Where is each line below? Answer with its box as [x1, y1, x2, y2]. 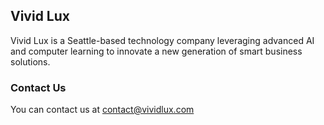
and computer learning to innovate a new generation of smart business [10, 45, 303, 57]
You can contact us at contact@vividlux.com [10, 104, 195, 116]
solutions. [10, 55, 51, 68]
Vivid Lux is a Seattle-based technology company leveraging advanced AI [10, 34, 315, 46]
